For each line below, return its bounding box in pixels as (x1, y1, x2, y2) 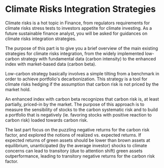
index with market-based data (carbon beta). (5, 61, 96, 67)
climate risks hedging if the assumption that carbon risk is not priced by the (5, 81, 159, 87)
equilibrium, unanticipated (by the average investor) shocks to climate (5, 142, 147, 148)
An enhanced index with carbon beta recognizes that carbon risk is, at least (5, 96, 159, 102)
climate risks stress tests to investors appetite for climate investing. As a (5, 25, 152, 31)
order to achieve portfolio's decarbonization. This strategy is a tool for (5, 76, 148, 82)
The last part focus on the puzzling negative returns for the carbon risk (5, 126, 150, 132)
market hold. (5, 86, 31, 92)
